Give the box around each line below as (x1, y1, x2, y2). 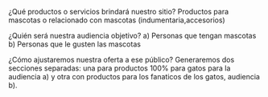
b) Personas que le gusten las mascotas (8, 39, 141, 49)
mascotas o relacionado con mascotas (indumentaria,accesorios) (8, 15, 225, 25)
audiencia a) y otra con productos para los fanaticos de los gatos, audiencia (8, 72, 260, 81)
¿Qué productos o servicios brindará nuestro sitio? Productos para (8, 7, 229, 16)
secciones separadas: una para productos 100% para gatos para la (8, 63, 231, 73)
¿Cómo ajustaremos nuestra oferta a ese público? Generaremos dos (8, 55, 235, 64)
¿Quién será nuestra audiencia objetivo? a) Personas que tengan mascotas (8, 31, 257, 40)
